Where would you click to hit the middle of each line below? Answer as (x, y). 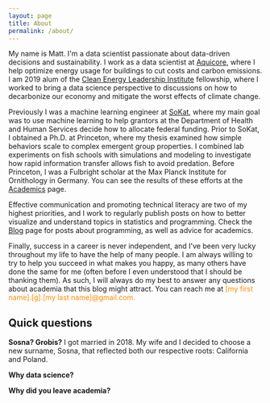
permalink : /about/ (41, 31)
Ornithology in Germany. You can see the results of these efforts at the (126, 181)
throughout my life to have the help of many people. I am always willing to (131, 255)
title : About (30, 23)
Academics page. (37, 189)
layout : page (30, 16)
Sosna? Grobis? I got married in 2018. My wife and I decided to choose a (130, 343)
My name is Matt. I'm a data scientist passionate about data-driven (119, 54)
